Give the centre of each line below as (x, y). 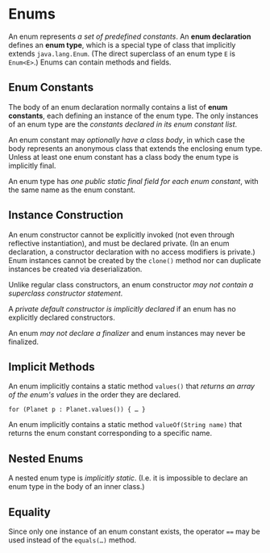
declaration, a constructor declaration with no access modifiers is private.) (132, 252)
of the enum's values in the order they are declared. (95, 395)
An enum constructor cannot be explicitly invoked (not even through (122, 234)
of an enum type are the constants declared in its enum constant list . (123, 124)
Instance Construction (66, 215)
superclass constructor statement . (66, 293)
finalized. (23, 341)
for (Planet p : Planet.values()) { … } (77, 410)
